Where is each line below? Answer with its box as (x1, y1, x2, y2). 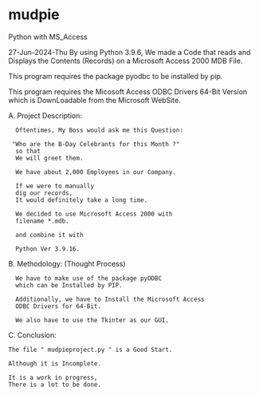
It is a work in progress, (8, 373, 98, 381)
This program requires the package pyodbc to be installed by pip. (8, 71, 223, 81)
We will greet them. (15, 154, 84, 162)
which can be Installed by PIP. (15, 281, 124, 289)
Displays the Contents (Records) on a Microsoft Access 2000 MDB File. (8, 56, 243, 65)
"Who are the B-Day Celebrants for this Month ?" (11, 140, 180, 148)
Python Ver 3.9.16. (15, 245, 80, 253)
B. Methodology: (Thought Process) (8, 259, 126, 268)
